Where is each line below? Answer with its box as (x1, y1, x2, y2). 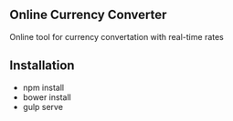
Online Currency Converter (9, 7, 167, 23)
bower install (22, 91, 71, 103)
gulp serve (22, 101, 64, 112)
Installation (9, 58, 75, 74)
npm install (22, 82, 65, 93)
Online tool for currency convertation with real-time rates (9, 31, 224, 42)
